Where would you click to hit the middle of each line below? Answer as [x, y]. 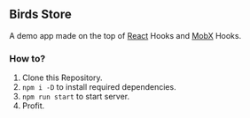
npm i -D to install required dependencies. [99, 87]
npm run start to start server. [76, 97]
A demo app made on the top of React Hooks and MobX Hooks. [125, 35]
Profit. [33, 106]
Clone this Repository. [62, 77]
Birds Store [41, 15]
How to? [27, 58]
